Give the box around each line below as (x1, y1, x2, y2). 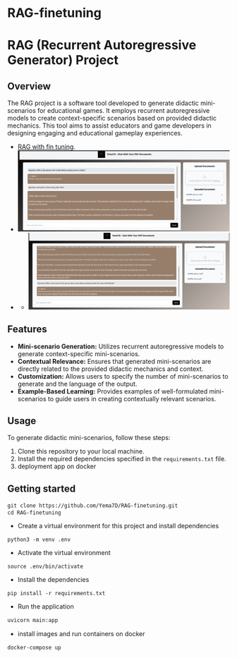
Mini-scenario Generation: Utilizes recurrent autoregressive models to (17, 342, 224, 351)
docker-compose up (7, 644, 61, 652)
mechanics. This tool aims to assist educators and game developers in (7, 121, 212, 130)
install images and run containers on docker (17, 630, 146, 638)
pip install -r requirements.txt (7, 590, 106, 597)
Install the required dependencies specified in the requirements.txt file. (17, 455, 227, 463)
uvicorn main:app (7, 617, 59, 624)
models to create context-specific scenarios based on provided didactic (7, 114, 217, 123)
